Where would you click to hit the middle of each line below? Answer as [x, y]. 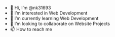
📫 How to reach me [31, 29]
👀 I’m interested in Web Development [49, 13]
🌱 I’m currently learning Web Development [54, 18]
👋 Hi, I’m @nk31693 [30, 8]
